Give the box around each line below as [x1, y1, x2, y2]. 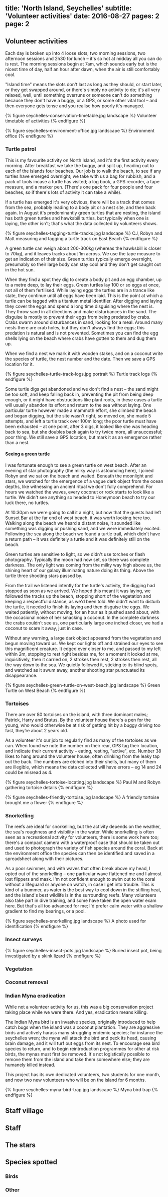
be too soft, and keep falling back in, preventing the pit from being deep [5, 391, 154, 397]
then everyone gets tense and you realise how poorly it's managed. [5, 103, 144, 109]
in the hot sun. [5, 266, 35, 272]
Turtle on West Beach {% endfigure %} [5, 687, 86, 693]
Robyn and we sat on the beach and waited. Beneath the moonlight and [5, 473, 153, 479]
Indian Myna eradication [5, 992, 66, 999]
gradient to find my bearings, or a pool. [5, 908, 86, 914]
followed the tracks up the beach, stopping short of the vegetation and [5, 593, 151, 599]
